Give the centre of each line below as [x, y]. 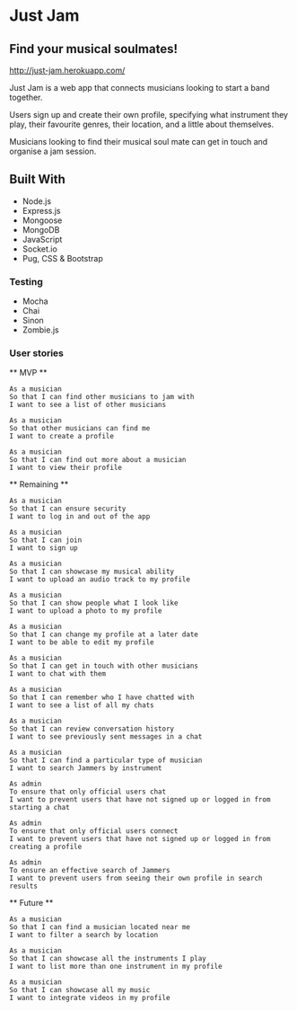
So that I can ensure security [68, 509]
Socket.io [40, 249]
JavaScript [42, 239]
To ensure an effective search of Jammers [90, 871]
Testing [26, 281]
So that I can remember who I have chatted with [102, 697]
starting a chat [39, 808]
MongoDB [41, 229]
